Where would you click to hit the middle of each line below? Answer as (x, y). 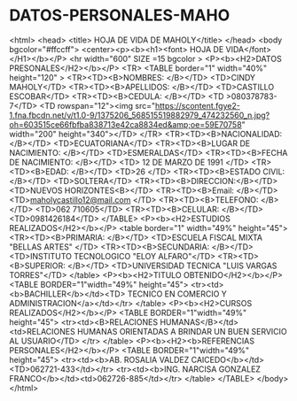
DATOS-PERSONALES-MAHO (120, 15)
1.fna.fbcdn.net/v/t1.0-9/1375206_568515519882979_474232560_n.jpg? (140, 115)
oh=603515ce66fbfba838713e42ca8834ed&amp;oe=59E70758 (125, 124)
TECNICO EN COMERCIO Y (177, 294)
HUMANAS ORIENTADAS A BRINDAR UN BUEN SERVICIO (182, 331)
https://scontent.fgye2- (198, 105)
